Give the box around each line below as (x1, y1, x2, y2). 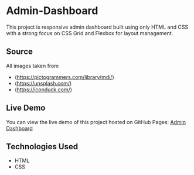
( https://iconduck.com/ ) (14, 86, 72, 93)
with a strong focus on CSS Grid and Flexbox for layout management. (6, 29, 173, 36)
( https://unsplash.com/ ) (14, 80, 72, 87)
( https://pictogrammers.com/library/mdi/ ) (14, 73, 114, 80)
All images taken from (6, 62, 59, 69)
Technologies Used (6, 142, 78, 152)
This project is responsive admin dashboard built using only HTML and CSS (6, 23, 189, 30)
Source (6, 47, 33, 57)
